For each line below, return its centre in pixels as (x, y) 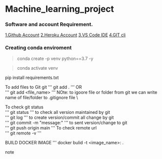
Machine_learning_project (59, 9)
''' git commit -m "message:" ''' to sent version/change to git (66, 122)
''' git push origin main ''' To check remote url (51, 128)
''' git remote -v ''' (23, 133)
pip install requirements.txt (32, 78)
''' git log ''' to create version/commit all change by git (59, 117)
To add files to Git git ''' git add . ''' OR (44, 87)
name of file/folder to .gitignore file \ (42, 97)
